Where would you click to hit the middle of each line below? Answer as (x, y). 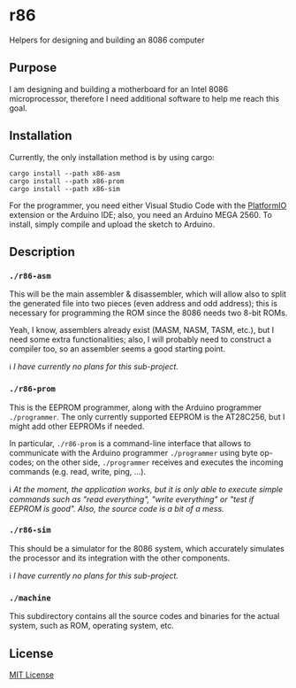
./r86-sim (30, 530)
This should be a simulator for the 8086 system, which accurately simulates (147, 548)
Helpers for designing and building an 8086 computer (107, 40)
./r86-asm (30, 276)
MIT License (32, 675)
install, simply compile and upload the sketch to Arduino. (112, 224)
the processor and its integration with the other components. (120, 558)
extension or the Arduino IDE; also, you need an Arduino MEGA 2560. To (140, 214)
